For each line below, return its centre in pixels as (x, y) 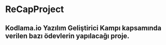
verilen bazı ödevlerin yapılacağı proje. (67, 36)
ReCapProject (35, 9)
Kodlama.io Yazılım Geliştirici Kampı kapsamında (84, 28)
